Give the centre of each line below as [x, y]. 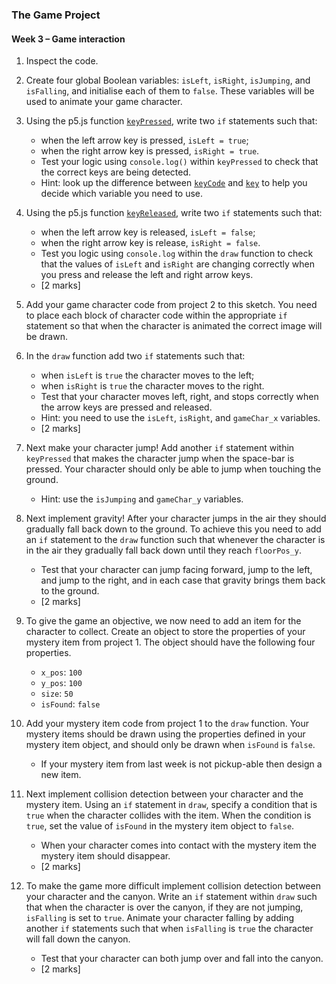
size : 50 [57, 694]
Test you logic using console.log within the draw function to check [177, 254]
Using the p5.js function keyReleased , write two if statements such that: [174, 213]
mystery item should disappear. [105, 856]
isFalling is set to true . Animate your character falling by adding [160, 918]
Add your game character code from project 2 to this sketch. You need [171, 305]
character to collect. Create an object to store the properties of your [165, 632]
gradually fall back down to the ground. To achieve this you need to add [173, 529]
